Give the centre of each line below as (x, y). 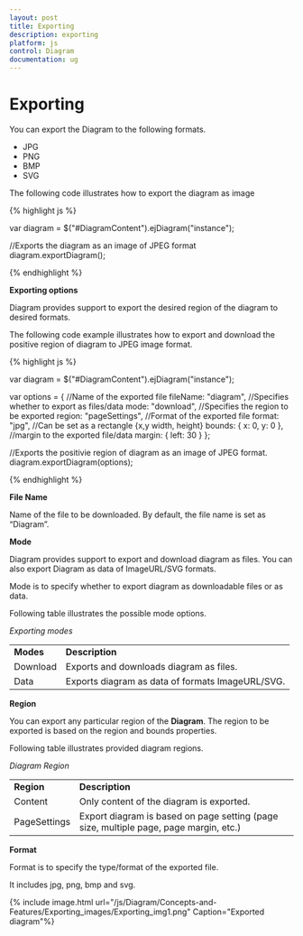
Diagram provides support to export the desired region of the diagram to (143, 307)
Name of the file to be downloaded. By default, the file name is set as (138, 514)
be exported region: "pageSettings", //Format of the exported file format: (144, 415)
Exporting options (44, 290)
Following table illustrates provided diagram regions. (106, 748)
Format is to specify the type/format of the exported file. (114, 866)
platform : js (34, 43)
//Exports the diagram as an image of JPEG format (103, 246)
